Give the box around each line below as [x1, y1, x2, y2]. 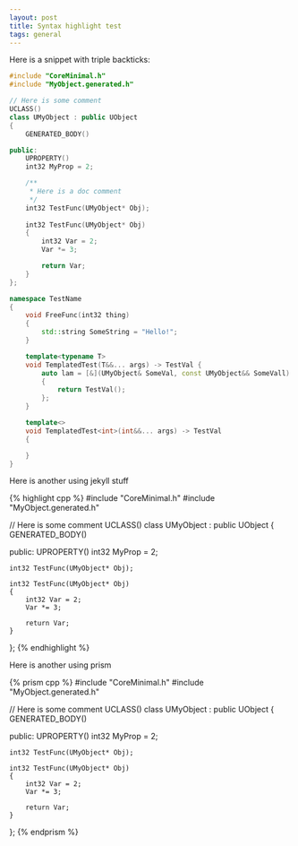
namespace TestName [9, 294, 82, 303]
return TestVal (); [56, 385, 126, 394]
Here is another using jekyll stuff [9, 476, 129, 487]
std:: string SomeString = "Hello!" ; [41, 328, 178, 337]
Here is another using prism [9, 660, 112, 670]
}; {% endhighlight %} [9, 643, 90, 653]
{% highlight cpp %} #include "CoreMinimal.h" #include [9, 493, 216, 504]
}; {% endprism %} [9, 826, 79, 838]
